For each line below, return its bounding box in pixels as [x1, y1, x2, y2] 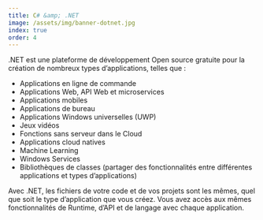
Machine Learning [19, 146, 79, 155]
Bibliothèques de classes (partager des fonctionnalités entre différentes [19, 162, 253, 172]
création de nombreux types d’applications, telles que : [8, 64, 187, 73]
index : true [8, 26, 47, 34]
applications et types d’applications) [19, 171, 138, 181]
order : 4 [8, 33, 37, 42]
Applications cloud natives [19, 137, 106, 147]
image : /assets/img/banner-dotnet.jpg [8, 19, 135, 27]
